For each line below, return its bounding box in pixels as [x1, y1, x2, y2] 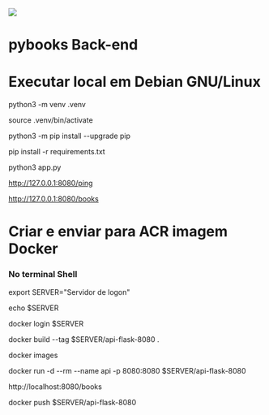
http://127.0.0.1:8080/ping [8, 179, 93, 188]
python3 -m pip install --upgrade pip [8, 131, 131, 141]
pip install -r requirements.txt [8, 147, 105, 157]
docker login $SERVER [8, 318, 83, 328]
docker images [8, 350, 58, 360]
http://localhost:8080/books [8, 382, 103, 391]
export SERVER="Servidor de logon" [8, 287, 130, 296]
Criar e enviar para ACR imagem [8, 223, 228, 241]
